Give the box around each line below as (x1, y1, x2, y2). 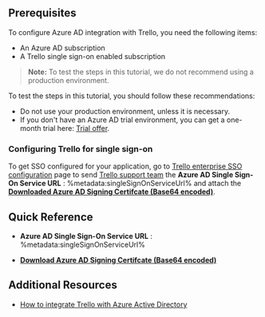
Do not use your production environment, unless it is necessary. (19, 106, 230, 116)
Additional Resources (8, 279, 117, 292)
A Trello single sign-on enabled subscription (19, 51, 166, 61)
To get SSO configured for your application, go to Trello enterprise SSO (8, 161, 243, 171)
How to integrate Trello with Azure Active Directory (19, 299, 188, 309)
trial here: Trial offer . (42, 123, 110, 133)
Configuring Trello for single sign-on (8, 143, 153, 154)
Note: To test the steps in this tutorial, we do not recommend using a (27, 67, 254, 77)
